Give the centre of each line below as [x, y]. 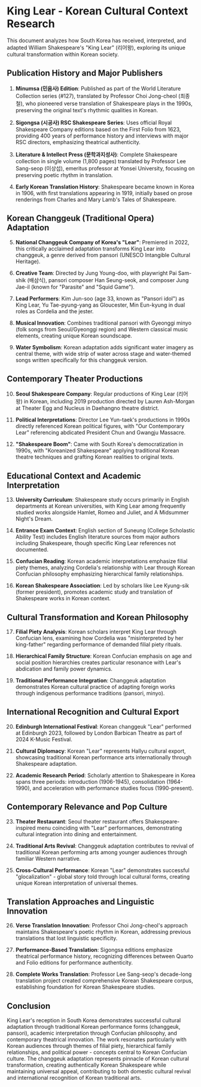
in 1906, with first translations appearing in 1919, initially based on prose [104, 193]
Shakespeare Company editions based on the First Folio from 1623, [98, 129]
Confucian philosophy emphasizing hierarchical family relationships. [100, 574]
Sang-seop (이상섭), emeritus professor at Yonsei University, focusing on [105, 168]
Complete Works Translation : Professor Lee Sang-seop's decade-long [103, 974]
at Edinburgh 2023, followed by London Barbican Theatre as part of [99, 733]
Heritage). [28, 261]
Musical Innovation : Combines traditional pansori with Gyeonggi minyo [103, 323]
